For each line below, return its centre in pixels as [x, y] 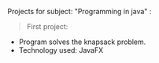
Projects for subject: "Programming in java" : [79, 11]
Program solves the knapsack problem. [82, 42]
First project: [47, 26]
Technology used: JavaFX [61, 50]
